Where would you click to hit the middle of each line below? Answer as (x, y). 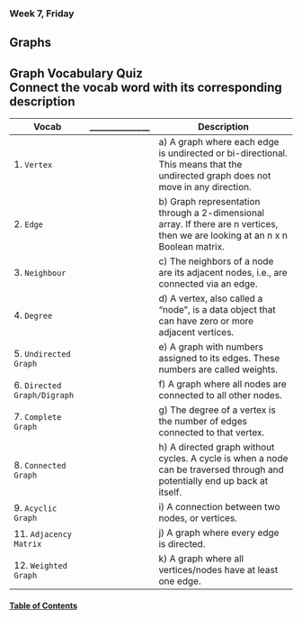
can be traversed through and (222, 469)
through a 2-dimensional (212, 213)
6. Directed (38, 386)
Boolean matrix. (191, 247)
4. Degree (33, 315)
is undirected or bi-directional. (223, 153)
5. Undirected (42, 354)
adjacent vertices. (196, 332)
